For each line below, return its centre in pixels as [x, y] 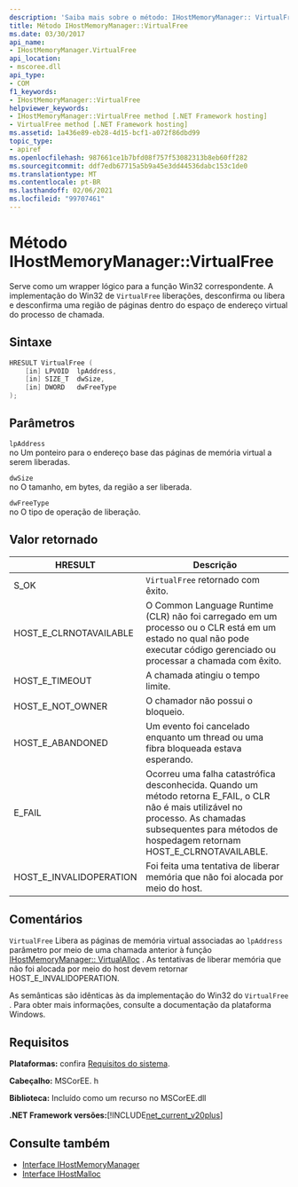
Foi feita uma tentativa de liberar [213, 866]
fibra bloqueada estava [194, 748]
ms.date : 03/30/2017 [47, 34]
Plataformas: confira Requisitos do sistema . [90, 1064]
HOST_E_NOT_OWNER [61, 706]
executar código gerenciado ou [211, 649]
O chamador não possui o [199, 700]
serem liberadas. [40, 461]
